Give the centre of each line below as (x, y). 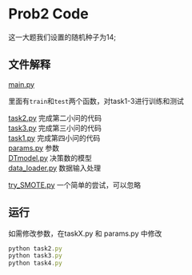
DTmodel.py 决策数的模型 (50, 157)
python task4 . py (35, 263)
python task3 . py (35, 256)
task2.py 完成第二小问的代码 (55, 118)
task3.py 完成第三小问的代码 (55, 128)
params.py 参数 (34, 148)
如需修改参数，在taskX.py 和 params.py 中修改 (85, 233)
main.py (21, 84)
